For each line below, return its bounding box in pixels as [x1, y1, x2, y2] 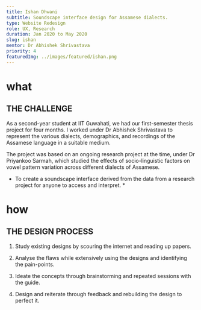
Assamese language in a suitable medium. [6, 139, 111, 146]
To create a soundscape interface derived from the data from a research [14, 175, 195, 182]
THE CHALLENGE [6, 104, 73, 114]
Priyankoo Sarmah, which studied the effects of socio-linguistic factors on [6, 157, 191, 164]
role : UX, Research [6, 25, 55, 32]
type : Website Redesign [6, 20, 66, 26]
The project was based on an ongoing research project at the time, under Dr [6, 150, 195, 157]
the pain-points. [14, 261, 55, 268]
